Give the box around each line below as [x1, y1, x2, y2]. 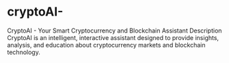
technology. [7, 48, 41, 56]
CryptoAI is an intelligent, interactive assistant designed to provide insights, [7, 33, 219, 41]
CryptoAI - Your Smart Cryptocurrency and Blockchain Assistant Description [7, 26, 222, 35]
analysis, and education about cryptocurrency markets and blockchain [7, 41, 206, 49]
